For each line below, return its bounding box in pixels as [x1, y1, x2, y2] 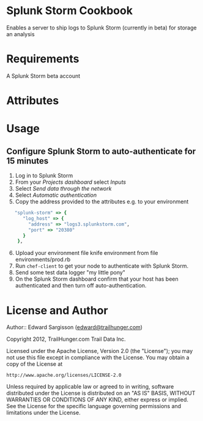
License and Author [6, 303, 108, 317]
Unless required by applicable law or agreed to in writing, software [6, 383, 174, 390]
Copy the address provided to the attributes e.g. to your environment [15, 198, 189, 205]
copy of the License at [6, 360, 63, 368]
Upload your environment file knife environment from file [15, 249, 158, 257]
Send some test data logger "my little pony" [15, 269, 125, 276]
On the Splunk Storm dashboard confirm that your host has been [15, 275, 179, 283]
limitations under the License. [6, 409, 81, 417]
